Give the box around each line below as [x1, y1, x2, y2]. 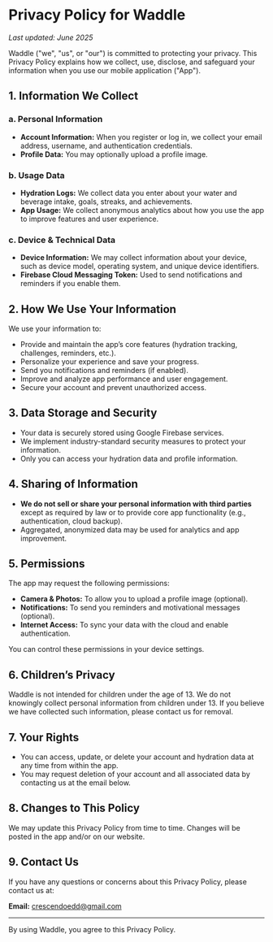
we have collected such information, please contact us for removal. [8, 707, 234, 717]
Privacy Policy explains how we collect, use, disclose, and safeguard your [8, 57, 255, 67]
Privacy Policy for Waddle [8, 6, 186, 24]
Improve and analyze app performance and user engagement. [19, 374, 228, 384]
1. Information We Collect [8, 89, 139, 103]
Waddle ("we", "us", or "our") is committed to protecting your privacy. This [8, 48, 258, 58]
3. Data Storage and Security [8, 406, 158, 420]
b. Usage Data [8, 169, 65, 180]
